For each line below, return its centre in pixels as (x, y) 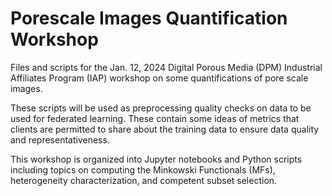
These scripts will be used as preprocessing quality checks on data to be (161, 108)
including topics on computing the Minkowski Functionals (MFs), (143, 169)
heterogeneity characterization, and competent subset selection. (144, 180)
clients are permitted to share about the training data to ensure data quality (165, 129)
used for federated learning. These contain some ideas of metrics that (155, 118)
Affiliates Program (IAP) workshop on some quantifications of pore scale (159, 78)
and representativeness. (60, 139)
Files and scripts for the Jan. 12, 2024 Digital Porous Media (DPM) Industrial (166, 67)
